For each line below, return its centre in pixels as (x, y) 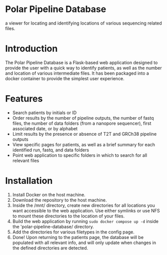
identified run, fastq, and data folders (50, 150)
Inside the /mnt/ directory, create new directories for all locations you (83, 205)
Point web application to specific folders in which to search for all (80, 155)
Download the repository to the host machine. (59, 200)
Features (24, 99)
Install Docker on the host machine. (49, 194)
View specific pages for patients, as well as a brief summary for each (84, 144)
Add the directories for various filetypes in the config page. (73, 232)
